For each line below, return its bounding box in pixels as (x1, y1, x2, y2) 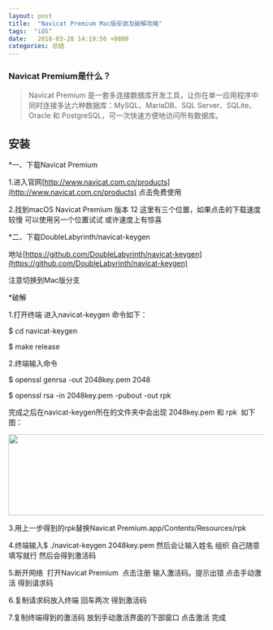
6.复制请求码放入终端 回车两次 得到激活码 (8, 595, 148, 606)
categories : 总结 (8, 42, 65, 50)
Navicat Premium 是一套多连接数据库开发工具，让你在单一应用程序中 (28, 90, 259, 100)
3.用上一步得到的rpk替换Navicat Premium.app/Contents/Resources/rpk (8, 524, 246, 533)
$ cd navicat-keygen (8, 326, 78, 336)
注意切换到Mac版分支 (8, 276, 80, 285)
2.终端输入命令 (8, 358, 58, 368)
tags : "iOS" (8, 27, 53, 35)
